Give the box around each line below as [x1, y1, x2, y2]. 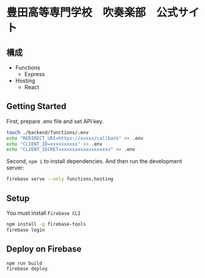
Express [24, 71, 45, 77]
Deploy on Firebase [6, 244, 82, 255]
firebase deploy [6, 266, 48, 272]
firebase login [6, 226, 45, 233]
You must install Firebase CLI [6, 209, 81, 217]
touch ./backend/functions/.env [6, 129, 89, 136]
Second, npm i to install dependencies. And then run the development [6, 158, 182, 165]
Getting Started [6, 101, 67, 112]
